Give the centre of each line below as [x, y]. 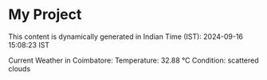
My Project [45, 15]
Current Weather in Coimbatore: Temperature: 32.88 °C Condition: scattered [133, 60]
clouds [20, 68]
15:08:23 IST [29, 44]
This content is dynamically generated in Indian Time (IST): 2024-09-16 [126, 36]
